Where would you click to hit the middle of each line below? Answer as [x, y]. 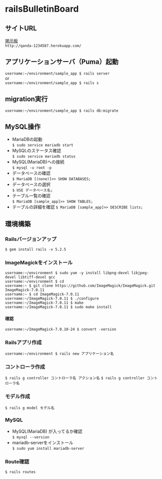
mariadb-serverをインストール [43, 442]
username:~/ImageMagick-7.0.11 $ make [44, 303]
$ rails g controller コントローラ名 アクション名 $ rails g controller [75, 378]
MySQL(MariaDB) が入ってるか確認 [47, 431]
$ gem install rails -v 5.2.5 [36, 250]
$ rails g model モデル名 [30, 408]
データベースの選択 [31, 184]
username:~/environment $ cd [35, 281]
